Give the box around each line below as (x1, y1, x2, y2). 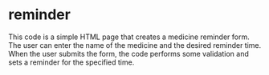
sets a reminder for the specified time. (8, 57, 135, 67)
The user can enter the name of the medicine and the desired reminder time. (8, 40, 262, 49)
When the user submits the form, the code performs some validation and (8, 49, 249, 58)
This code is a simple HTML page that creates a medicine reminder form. (8, 32, 251, 41)
